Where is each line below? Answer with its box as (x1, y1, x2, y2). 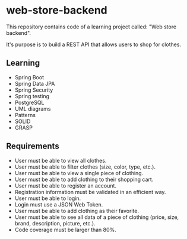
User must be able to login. (14, 195, 81, 202)
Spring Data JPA (14, 80, 55, 87)
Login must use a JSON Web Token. (14, 201, 103, 208)
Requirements (6, 141, 59, 151)
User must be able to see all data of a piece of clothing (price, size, (14, 214, 179, 221)
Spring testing (14, 92, 49, 99)
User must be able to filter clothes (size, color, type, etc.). (14, 163, 156, 170)
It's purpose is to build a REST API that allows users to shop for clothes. (6, 41, 182, 48)
